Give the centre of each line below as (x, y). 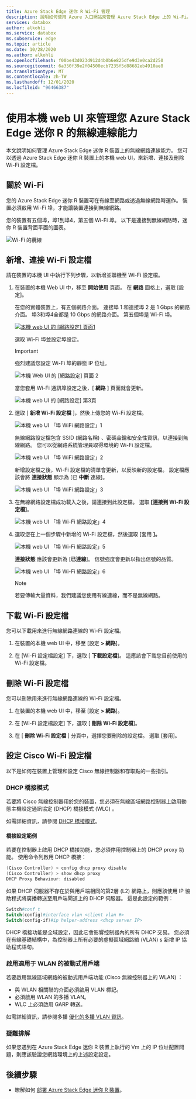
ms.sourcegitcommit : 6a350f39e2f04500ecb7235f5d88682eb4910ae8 (85, 66)
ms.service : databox (31, 33)
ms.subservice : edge (31, 39)
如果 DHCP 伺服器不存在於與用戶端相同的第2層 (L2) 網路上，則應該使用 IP (95, 891)
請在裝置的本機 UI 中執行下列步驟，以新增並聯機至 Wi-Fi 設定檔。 (85, 275)
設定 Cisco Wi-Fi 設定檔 (49, 756)
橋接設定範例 (21, 836)
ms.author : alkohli (30, 55)
